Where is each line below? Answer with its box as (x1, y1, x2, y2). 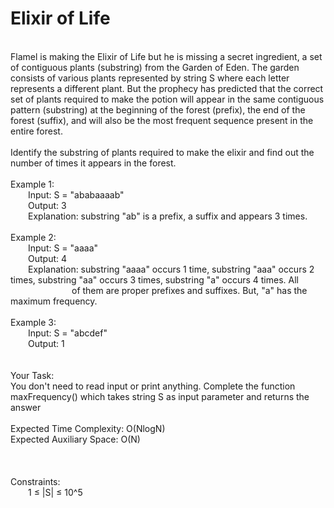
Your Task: (10, 369, 55, 381)
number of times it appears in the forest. (10, 157, 177, 169)
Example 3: (10, 316, 57, 328)
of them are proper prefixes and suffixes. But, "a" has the (71, 284, 308, 296)
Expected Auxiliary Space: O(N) (10, 433, 141, 445)
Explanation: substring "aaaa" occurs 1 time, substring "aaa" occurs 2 (28, 263, 315, 275)
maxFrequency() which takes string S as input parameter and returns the (10, 390, 310, 402)
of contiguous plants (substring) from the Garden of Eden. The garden (10, 61, 300, 73)
